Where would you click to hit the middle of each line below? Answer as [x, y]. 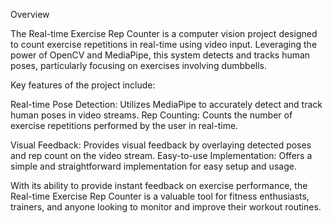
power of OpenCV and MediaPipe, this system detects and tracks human [160, 55]
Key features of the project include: [83, 85]
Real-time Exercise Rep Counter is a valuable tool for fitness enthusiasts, [160, 196]
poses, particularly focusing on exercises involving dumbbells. [139, 65]
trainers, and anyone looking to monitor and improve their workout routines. [166, 207]
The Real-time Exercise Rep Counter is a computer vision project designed [164, 33]
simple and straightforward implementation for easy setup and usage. [153, 166]
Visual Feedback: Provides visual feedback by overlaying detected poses [161, 145]
